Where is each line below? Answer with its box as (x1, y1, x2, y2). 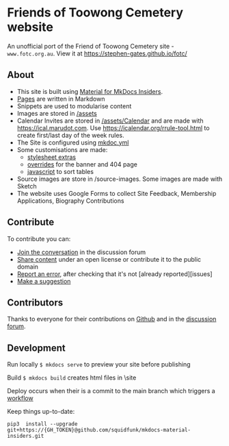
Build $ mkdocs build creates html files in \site (7, 373, 137, 382)
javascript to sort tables (27, 167, 94, 175)
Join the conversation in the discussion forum (16, 248, 146, 256)
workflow (7, 394, 33, 402)
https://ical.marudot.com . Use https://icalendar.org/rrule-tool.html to (16, 123, 210, 132)
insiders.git (7, 433, 44, 440)
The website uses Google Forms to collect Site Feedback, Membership (16, 189, 217, 197)
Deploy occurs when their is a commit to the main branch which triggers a (7, 387, 215, 395)
